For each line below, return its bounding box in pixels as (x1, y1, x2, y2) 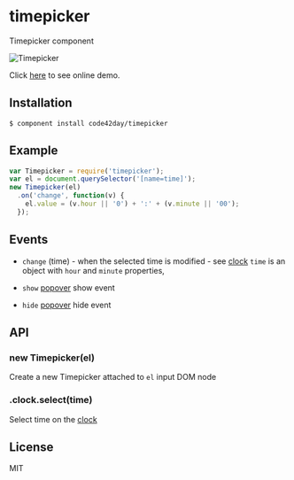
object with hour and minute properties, (21, 265, 166, 275)
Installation (9, 96, 73, 111)
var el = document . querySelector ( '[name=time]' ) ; (9, 174, 197, 183)
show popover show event (21, 282, 115, 293)
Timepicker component (9, 35, 95, 46)
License (9, 440, 54, 454)
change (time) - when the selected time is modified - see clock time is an (21, 255, 286, 267)
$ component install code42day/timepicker (9, 119, 168, 128)
